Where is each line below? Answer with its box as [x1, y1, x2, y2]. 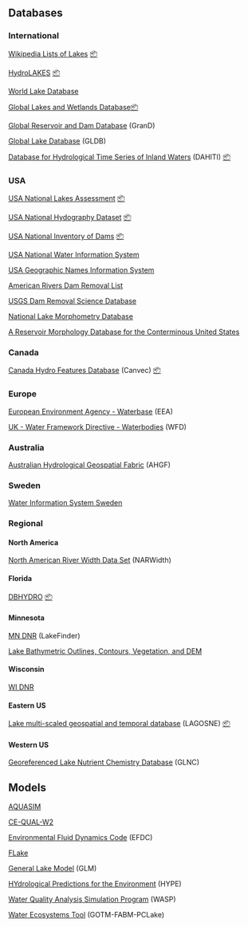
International [8, 30, 60, 41]
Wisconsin [8, 665, 45, 674]
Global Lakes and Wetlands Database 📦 [8, 102, 139, 112]
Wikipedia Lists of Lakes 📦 [8, 49, 98, 58]
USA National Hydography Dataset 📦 [8, 212, 132, 222]
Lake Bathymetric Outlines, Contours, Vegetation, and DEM [8, 646, 203, 656]
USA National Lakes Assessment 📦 [8, 193, 125, 202]
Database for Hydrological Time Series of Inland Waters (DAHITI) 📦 [8, 151, 231, 162]
